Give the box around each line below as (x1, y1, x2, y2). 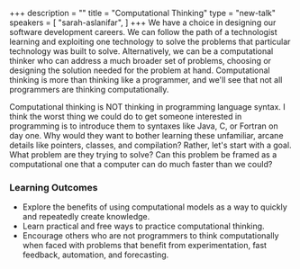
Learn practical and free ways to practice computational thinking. (22, 220, 265, 232)
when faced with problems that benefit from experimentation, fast (22, 240, 268, 251)
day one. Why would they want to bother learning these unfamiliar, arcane (9, 130, 284, 140)
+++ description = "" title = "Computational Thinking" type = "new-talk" (9, 8, 277, 18)
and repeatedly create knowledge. (22, 211, 150, 222)
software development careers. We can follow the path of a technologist (9, 27, 277, 37)
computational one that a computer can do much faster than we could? (9, 159, 273, 169)
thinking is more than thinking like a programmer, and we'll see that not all (9, 75, 283, 85)
